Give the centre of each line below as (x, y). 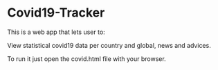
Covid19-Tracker (56, 13)
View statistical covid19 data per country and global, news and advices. (109, 45)
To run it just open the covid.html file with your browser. (87, 59)
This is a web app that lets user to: (56, 32)
